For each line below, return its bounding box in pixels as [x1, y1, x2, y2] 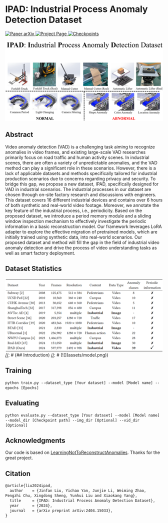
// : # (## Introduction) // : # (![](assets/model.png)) [5, 352, 108, 358]
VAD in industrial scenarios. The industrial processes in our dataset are [5, 186, 151, 192]
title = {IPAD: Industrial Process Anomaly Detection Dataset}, [9, 498, 155, 503]
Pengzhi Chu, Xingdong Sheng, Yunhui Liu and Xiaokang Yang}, [5, 493, 137, 498]
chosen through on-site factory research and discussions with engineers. [5, 191, 156, 197]
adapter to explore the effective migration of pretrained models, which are [5, 228, 157, 234]
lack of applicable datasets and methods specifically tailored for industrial [5, 170, 157, 176]
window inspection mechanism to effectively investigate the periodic [5, 218, 146, 224]
